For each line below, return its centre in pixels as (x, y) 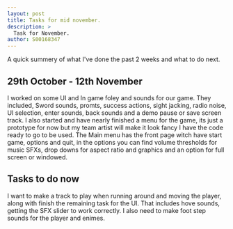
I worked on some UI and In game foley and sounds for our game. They (109, 97)
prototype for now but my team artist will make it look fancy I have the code (115, 127)
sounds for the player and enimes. (56, 218)
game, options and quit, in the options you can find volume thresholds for (112, 142)
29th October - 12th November (75, 81)
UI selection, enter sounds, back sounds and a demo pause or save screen (114, 113)
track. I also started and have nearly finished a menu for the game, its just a (115, 120)
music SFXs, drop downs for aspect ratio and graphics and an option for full (116, 150)
